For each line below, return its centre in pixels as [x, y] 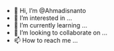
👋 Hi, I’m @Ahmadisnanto [50, 11]
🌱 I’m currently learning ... [50, 25]
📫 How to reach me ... [46, 40]
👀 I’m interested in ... [43, 18]
